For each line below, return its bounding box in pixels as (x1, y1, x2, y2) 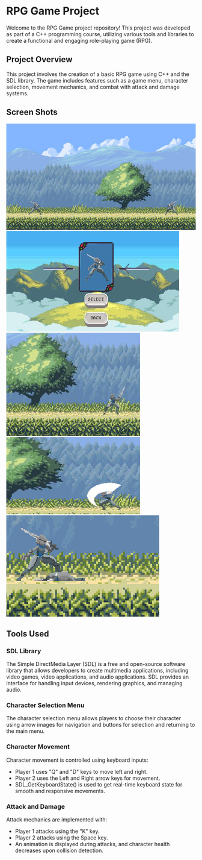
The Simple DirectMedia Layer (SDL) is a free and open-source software (6, 661, 186, 668)
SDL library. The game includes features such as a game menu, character (6, 77, 188, 84)
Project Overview (6, 54, 73, 64)
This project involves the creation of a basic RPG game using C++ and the (6, 71, 189, 78)
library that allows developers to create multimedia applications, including (6, 667, 189, 674)
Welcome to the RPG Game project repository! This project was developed (6, 24, 191, 31)
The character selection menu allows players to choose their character (6, 715, 182, 722)
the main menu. (6, 727, 45, 735)
